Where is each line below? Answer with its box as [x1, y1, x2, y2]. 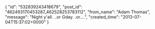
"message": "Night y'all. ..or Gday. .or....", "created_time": [5, 14, 120, 19]
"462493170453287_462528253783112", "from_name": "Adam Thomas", [5, 9, 150, 15]
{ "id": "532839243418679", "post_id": [5, 4, 83, 10]
